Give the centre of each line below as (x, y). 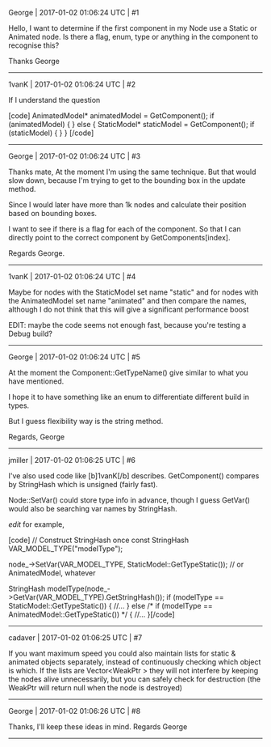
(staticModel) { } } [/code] (51, 133)
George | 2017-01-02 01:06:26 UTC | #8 (75, 711)
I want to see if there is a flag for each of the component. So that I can (125, 229)
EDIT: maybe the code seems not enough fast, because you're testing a (127, 325)
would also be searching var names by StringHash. (93, 509)
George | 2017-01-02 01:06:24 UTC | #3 (75, 156)
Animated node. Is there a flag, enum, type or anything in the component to (133, 37)
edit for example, (36, 524)
